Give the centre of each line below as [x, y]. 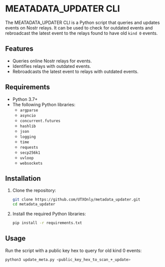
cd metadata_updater [34, 204]
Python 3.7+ [25, 99]
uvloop [27, 158]
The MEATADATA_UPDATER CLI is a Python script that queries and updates [82, 22]
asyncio [28, 115]
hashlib [28, 126]
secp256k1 [30, 153]
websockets [31, 163]
